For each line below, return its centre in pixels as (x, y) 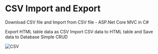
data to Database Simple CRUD (36, 37)
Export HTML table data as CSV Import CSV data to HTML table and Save (79, 31)
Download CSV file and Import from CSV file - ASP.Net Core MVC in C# (77, 22)
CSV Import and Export (53, 9)
